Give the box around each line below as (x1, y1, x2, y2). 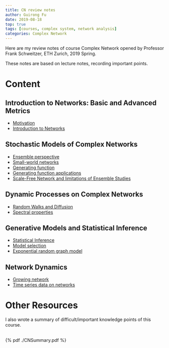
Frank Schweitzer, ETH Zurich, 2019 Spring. (5, 50, 96, 57)
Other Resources (5, 300, 78, 311)
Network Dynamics (5, 263, 67, 272)
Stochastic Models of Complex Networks (5, 140, 138, 149)
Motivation (12, 120, 36, 126)
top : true (5, 21, 26, 27)
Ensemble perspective (12, 153, 60, 159)
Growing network (12, 276, 49, 283)
